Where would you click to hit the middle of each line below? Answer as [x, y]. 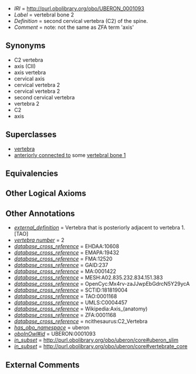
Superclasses [31, 135]
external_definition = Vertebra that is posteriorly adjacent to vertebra [97, 228]
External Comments [43, 365]
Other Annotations [40, 213]
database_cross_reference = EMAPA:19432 [67, 253]
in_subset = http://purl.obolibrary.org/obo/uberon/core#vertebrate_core [101, 346]
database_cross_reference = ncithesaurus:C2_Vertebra [81, 321]
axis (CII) [25, 66]
